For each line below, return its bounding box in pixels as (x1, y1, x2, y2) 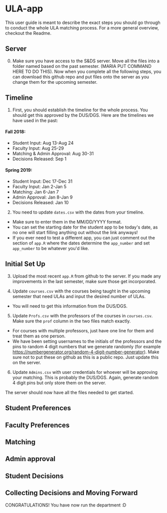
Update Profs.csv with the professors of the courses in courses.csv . (12, 312, 153, 318)
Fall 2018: (5, 129, 26, 135)
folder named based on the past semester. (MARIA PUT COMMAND (12, 63, 152, 69)
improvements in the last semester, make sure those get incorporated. (12, 278, 157, 284)
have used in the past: (12, 117, 58, 123)
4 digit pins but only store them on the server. (12, 380, 106, 386)
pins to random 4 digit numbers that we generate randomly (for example (12, 343, 161, 349)
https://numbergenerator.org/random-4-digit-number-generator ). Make (12, 349, 160, 355)
